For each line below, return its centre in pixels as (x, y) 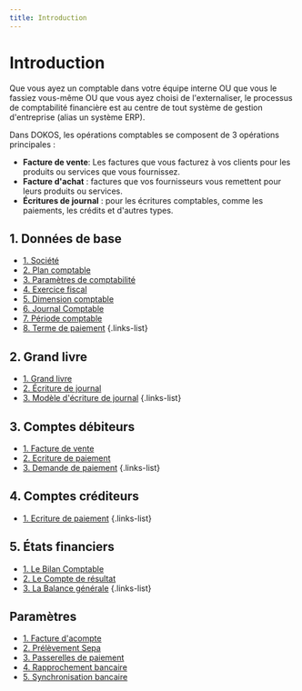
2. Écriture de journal (62, 388)
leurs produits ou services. (72, 191)
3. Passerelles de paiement (73, 658)
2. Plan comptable (56, 270)
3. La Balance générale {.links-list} (87, 588)
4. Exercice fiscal (55, 290)
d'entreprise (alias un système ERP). (77, 117)
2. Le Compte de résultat (69, 578)
